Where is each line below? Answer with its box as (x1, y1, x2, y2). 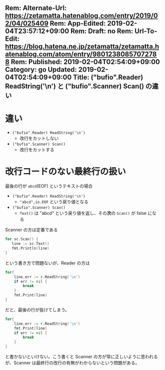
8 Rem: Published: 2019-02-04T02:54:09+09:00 (5, 58, 160, 66)
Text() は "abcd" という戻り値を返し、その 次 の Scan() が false (19, 210, 147, 216)
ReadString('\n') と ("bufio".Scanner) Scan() (5, 82, 144, 91)
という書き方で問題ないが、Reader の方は (5, 260, 90, 266)
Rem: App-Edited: (50, 19, 106, 28)
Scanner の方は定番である (5, 227, 58, 233)
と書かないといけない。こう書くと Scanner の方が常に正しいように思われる (5, 354, 158, 360)
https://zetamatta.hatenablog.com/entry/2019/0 (5, 12, 158, 20)
